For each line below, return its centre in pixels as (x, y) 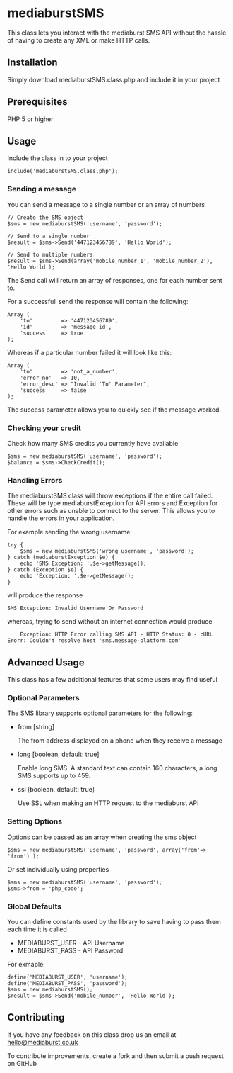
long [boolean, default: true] (58, 754)
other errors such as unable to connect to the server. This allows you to (111, 511)
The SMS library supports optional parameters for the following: (100, 713)
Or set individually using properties (58, 869)
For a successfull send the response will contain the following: (98, 301)
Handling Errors (35, 480)
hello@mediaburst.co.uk (43, 1042)
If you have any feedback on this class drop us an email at (92, 1034)
